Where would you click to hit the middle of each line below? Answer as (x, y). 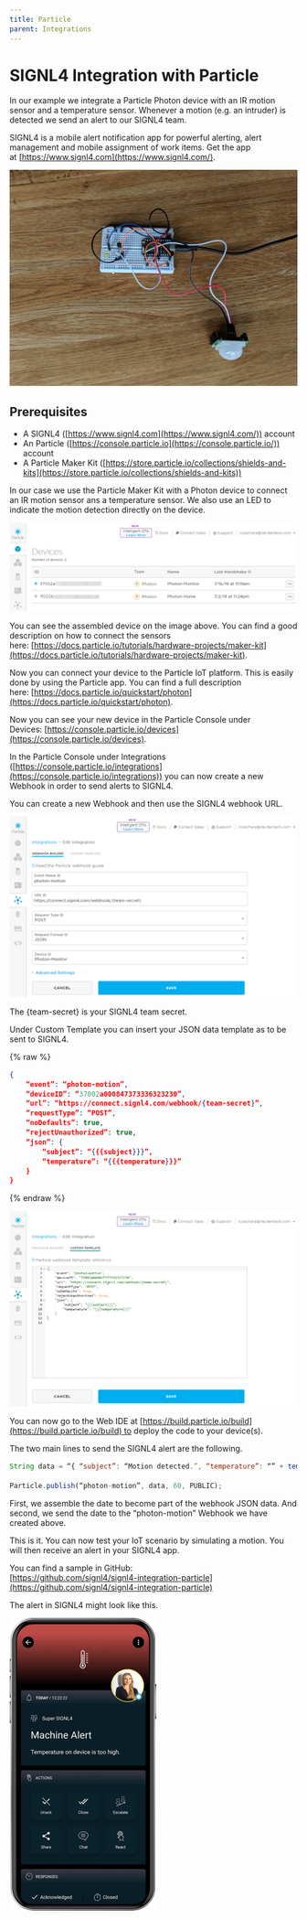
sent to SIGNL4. (39, 1039)
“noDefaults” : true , (65, 1123)
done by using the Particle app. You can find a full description (126, 682)
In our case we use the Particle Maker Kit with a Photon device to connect (148, 490)
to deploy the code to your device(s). (193, 1431)
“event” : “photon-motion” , (77, 1084)
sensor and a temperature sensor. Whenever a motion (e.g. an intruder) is (148, 111)
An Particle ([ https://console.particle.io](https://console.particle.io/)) (151, 444)
